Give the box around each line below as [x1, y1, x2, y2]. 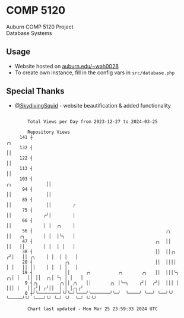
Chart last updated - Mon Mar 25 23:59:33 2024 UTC [27, 306, 158, 312]
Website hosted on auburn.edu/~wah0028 [14, 62, 119, 70]
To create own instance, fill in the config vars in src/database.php [14, 69, 175, 76]
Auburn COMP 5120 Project [6, 23, 74, 30]
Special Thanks [6, 86, 65, 96]
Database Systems [6, 29, 52, 36]
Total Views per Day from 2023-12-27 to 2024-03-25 [27, 118, 158, 125]
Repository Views [27, 129, 70, 135]
